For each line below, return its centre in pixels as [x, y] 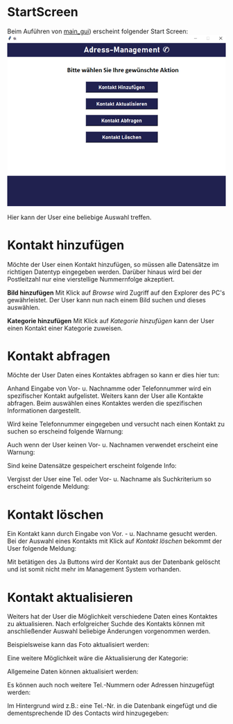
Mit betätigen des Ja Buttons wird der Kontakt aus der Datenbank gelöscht [114, 562]
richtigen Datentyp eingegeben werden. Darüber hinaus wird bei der [105, 272]
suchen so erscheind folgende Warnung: [65, 431]
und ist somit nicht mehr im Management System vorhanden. [94, 569]
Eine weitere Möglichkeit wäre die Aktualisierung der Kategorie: [98, 658]
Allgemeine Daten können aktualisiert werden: [73, 672]
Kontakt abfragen [59, 356]
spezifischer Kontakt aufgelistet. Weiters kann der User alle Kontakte [105, 396]
